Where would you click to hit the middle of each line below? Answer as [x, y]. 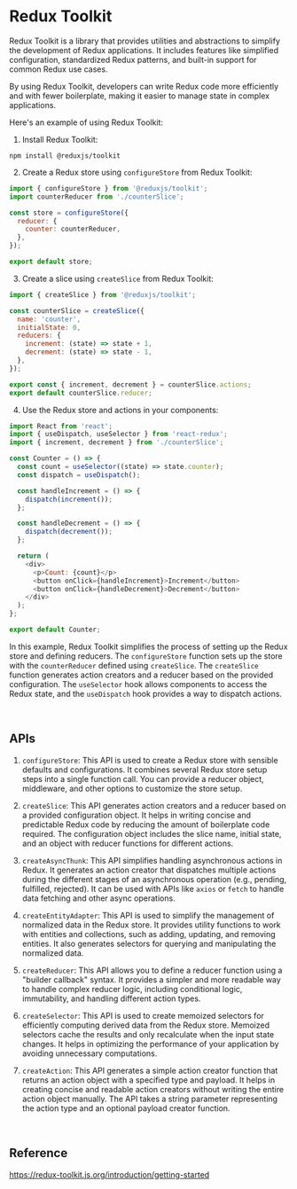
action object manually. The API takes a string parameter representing [149, 1099]
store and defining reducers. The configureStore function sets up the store [146, 656]
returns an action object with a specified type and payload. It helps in [148, 1080]
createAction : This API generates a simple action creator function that [150, 1070]
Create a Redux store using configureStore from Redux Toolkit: [137, 172]
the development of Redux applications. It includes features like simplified [144, 50]
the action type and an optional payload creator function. [126, 1108]
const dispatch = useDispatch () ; [79, 475]
